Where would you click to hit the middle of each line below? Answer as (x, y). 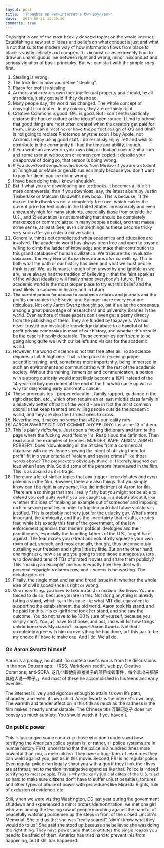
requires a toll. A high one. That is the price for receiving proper (76, 357)
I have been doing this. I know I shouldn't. (54, 181)
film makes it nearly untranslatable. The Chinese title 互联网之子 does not (79, 709)
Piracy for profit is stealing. (40, 88)
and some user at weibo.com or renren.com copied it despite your (79, 155)
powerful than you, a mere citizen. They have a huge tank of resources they (82, 753)
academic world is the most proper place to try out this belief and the (82, 284)
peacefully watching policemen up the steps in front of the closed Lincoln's (81, 814)
